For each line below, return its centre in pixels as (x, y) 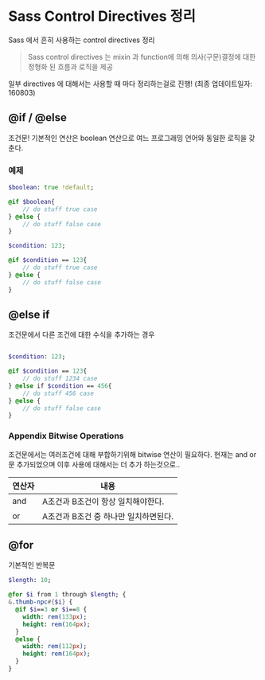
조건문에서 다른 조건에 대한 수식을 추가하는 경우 (82, 334)
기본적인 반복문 (32, 565)
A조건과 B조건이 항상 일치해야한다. (103, 501)
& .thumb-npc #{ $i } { (41, 602)
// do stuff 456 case (58, 393)
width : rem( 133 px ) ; (55, 617)
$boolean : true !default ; (51, 188)
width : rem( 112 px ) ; (55, 647)
